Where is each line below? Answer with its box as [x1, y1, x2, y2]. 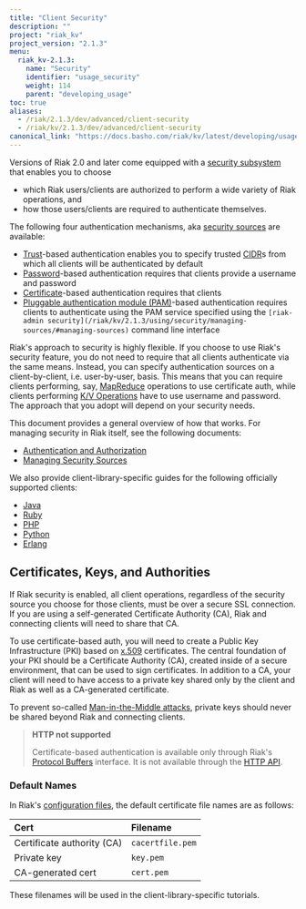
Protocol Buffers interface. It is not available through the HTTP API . [31, 756, 283, 767]
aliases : [9, 107, 43, 116]
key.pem [130, 853, 165, 863]
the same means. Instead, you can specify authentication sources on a [9, 361, 275, 372]
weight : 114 [25, 81, 71, 90]
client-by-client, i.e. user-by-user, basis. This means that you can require [9, 371, 283, 382]
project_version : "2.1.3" [9, 38, 107, 48]
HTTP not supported [31, 729, 111, 740]
